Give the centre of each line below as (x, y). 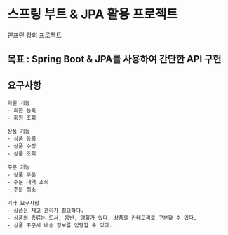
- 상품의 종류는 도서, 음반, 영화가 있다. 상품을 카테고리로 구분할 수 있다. (102, 218)
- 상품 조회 (22, 154)
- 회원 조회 (22, 118)
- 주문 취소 (22, 190)
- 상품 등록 (22, 139)
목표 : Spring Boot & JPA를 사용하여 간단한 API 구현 (114, 59)
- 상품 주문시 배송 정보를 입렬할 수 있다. (60, 226)
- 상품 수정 (22, 147)
